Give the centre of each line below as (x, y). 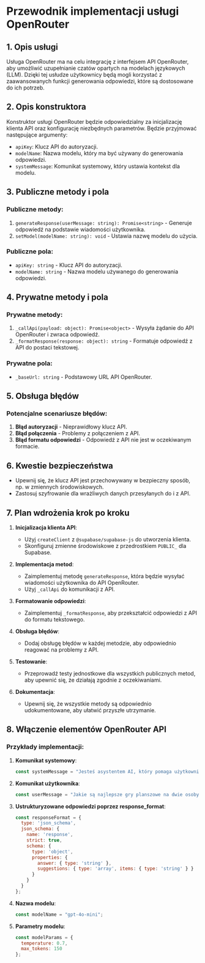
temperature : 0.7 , (44, 943)
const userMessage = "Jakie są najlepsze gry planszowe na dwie (99, 794)
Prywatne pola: (30, 364)
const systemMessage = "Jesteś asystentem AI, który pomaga (93, 771)
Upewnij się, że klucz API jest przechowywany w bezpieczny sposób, (103, 481)
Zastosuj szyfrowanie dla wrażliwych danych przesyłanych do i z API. (103, 493)
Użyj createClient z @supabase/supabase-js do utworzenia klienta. (108, 539)
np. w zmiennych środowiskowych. (59, 487)
